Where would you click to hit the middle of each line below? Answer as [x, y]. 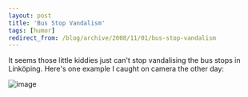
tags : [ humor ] [32, 30]
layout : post [30, 16]
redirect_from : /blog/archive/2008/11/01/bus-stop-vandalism [112, 38]
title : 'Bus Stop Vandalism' [57, 23]
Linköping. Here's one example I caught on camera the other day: [116, 69]
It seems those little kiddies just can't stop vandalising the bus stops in [125, 60]
